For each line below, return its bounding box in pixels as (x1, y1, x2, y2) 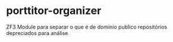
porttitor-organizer (6, 4, 102, 17)
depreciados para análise (6, 29, 68, 36)
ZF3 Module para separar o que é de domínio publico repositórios (6, 23, 168, 30)
